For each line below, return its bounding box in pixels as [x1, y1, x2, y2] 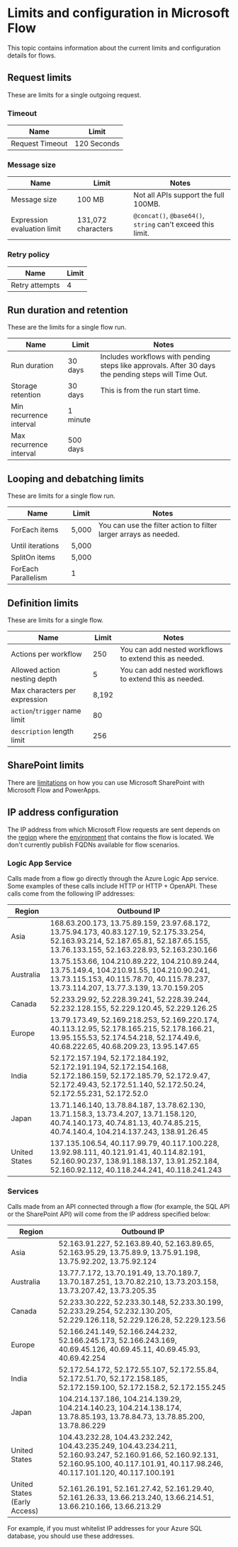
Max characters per [11, 685, 76, 695]
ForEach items [11, 525, 59, 535]
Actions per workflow [11, 649, 83, 659]
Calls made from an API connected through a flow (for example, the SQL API [7, 1203, 230, 1211]
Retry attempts [11, 280, 60, 290]
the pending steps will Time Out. [100, 369, 208, 379]
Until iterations [11, 541, 59, 551]
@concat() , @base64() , [133, 211, 205, 221]
